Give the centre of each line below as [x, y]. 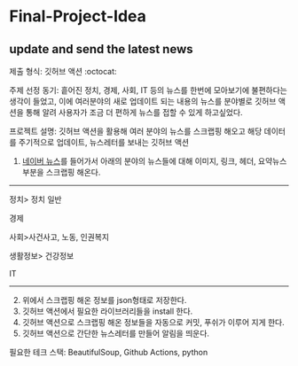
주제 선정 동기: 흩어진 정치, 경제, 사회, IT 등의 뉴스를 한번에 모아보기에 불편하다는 [149, 90]
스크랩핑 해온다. [73, 172]
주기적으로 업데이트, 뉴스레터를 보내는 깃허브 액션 [103, 142]
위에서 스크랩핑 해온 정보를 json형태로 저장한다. [104, 300]
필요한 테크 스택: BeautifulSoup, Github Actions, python [109, 352]
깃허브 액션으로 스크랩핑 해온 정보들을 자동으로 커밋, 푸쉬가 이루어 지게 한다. [153, 322]
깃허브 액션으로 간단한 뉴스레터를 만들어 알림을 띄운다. [116, 333]
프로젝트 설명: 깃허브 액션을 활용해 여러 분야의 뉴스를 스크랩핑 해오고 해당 [136, 131]
